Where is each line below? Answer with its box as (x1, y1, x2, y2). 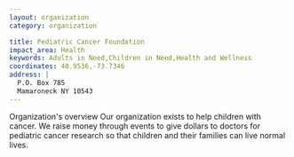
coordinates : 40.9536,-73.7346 (9, 62, 125, 71)
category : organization (9, 21, 98, 30)
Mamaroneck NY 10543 (17, 86, 93, 96)
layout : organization (9, 12, 90, 22)
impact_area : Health (9, 45, 86, 54)
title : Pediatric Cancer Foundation (9, 37, 145, 46)
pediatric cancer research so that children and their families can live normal (9, 130, 286, 140)
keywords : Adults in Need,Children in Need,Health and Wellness (9, 54, 252, 63)
